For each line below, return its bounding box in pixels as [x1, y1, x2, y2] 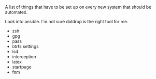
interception [12, 54, 36, 60]
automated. [5, 9, 28, 15]
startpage [12, 64, 32, 70]
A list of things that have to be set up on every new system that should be [5, 4, 152, 10]
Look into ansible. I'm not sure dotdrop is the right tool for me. [5, 19, 128, 24]
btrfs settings [12, 44, 39, 49]
